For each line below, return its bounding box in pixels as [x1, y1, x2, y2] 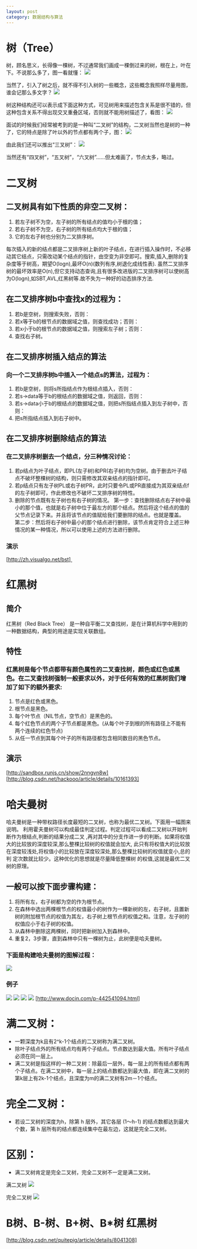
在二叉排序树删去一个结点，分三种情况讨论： [6, 452, 133, 461]
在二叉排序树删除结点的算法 [6, 434, 107, 444]
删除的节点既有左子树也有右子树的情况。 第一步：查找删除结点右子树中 [14, 497, 186, 504]
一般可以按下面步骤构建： [6, 881, 98, 891]
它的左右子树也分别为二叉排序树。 [14, 233, 97, 240]
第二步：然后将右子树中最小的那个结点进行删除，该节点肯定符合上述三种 [14, 518, 189, 525]
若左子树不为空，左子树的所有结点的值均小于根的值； [14, 218, 144, 225]
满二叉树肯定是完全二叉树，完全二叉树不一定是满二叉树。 [14, 1168, 154, 1175]
